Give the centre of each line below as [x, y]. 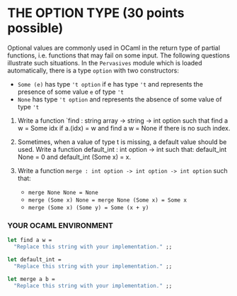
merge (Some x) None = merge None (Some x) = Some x [108, 200]
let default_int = [34, 259]
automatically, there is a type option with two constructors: [93, 70]
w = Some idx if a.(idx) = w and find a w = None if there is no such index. [124, 128]
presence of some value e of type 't [70, 92]
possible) [35, 28]
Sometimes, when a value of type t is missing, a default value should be [122, 142]
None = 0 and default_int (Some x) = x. [74, 157]
